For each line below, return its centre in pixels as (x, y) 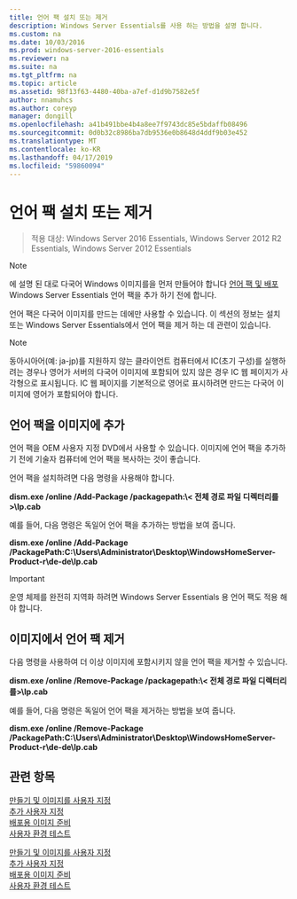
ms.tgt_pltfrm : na (43, 75)
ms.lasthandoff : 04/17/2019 (61, 157)
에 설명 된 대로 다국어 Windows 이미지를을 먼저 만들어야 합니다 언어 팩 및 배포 (144, 284)
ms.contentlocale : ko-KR (55, 149)
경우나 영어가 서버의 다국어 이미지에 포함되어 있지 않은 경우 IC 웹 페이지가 (152, 372)
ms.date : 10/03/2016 (47, 42)
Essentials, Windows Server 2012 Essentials (111, 248)
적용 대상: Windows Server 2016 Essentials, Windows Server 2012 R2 (156, 238)
